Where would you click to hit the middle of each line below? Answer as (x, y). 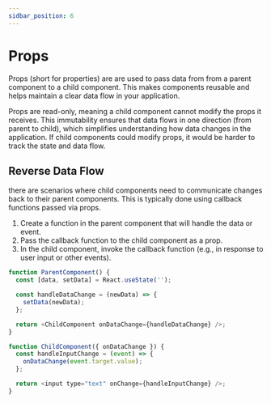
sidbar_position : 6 (41, 16)
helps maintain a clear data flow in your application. (94, 95)
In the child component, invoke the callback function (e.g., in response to (142, 249)
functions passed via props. (55, 208)
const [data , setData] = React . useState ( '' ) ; (94, 280)
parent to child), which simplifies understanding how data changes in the (130, 128)
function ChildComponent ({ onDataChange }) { (86, 346)
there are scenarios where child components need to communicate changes (135, 190)
